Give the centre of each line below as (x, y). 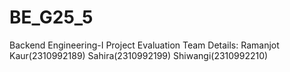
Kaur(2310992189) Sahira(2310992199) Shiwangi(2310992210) (139, 55)
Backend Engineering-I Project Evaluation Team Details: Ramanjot (144, 45)
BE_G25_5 (51, 17)
